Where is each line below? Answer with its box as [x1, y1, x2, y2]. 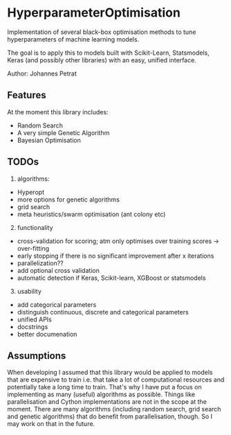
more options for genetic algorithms [17, 195, 120, 204]
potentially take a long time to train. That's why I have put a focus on [7, 383, 202, 391]
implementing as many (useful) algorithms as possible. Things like [7, 390, 196, 399]
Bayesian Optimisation [17, 136, 82, 144]
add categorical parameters [17, 300, 97, 309]
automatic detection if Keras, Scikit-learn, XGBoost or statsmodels [17, 274, 206, 282]
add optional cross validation [17, 266, 100, 274]
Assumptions [7, 350, 66, 362]
